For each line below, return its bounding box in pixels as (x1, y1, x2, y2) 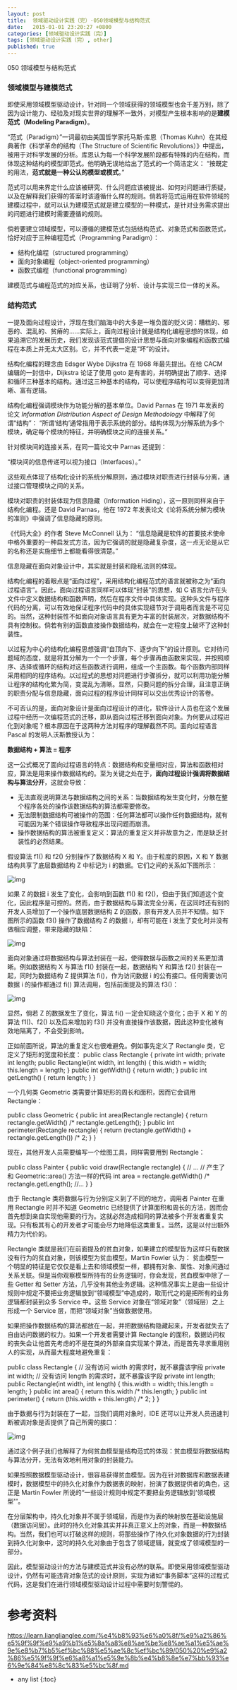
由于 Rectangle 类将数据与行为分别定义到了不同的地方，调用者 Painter (7, 1194, 211, 1203)
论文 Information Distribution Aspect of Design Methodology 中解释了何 (7, 410, 215, 418)
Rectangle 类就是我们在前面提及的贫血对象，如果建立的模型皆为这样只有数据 (7, 1244, 230, 1253)
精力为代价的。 (7, 1230, 51, 1238)
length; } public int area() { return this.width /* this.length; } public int (7, 1387, 207, 1396)
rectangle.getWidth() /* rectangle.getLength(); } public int (7, 1118, 175, 1126)
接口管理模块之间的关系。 (13, 481, 88, 489)
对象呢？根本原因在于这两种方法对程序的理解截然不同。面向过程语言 (19, 721, 217, 730)
